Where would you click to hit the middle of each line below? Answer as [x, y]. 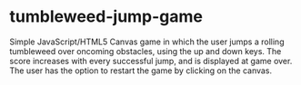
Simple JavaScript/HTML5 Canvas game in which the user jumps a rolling [147, 42]
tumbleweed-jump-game [106, 17]
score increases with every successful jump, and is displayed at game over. [151, 61]
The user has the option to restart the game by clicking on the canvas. [141, 71]
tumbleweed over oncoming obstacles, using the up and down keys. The [145, 51]
